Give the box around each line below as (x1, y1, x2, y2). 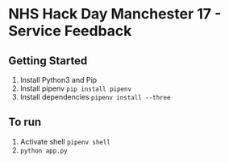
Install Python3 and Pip (19, 75, 98, 84)
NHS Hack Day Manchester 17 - (8, 5, 222, 23)
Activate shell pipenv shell (19, 137, 111, 146)
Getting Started (8, 54, 88, 67)
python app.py (19, 146, 68, 155)
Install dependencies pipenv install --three (19, 92, 171, 101)
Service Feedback (8, 22, 132, 40)
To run (8, 116, 42, 129)
